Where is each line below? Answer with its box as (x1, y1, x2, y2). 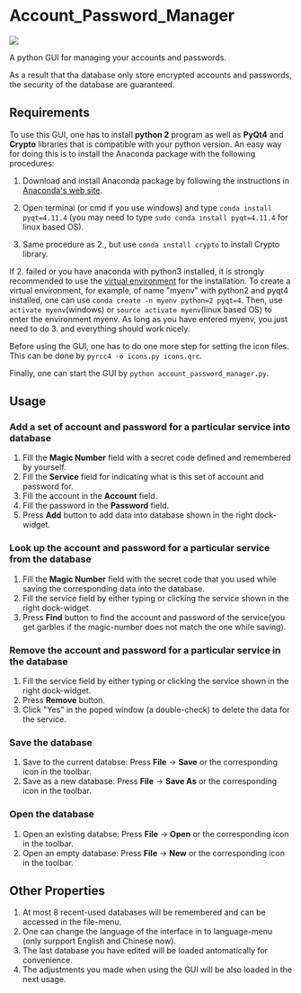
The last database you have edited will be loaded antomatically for (22, 945, 268, 956)
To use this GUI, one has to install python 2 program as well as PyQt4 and (9, 129, 284, 140)
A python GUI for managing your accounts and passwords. (9, 51, 227, 63)
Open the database (9, 808, 94, 820)
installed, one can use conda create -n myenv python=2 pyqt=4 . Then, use (9, 294, 283, 305)
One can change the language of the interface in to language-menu (22, 926, 273, 937)
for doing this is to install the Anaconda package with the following (9, 148, 256, 158)
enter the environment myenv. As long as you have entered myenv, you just (9, 313, 288, 324)
